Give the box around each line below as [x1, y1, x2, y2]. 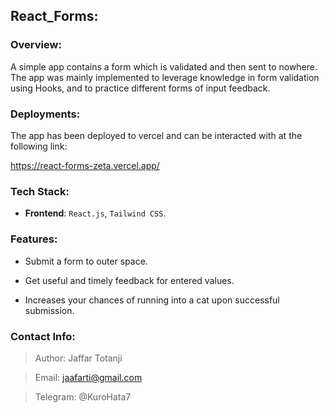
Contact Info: [10, 329, 76, 343]
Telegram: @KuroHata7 [34, 390, 132, 403]
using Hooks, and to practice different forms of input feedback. [10, 82, 271, 94]
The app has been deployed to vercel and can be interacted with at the [10, 129, 303, 141]
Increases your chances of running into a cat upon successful [24, 294, 280, 306]
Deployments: [10, 107, 81, 121]
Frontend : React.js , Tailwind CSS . [24, 207, 167, 219]
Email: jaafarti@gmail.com [34, 371, 143, 383]
